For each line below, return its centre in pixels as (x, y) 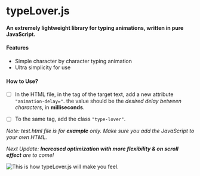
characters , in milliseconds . (50, 107)
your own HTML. (27, 137)
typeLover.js (38, 11)
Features (17, 48)
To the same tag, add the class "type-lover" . (70, 119)
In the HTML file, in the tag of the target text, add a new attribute (94, 94)
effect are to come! (30, 155)
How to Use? (22, 81)
